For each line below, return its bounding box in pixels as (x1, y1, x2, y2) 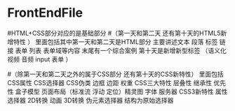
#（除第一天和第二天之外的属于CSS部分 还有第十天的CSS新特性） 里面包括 (7, 70, 224, 78)
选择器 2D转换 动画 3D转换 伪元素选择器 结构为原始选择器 (7, 96, 174, 104)
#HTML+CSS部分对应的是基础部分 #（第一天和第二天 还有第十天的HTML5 (7, 29, 221, 37)
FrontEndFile (7, 5, 83, 21)
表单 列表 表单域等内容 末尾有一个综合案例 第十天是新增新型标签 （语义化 (15, 46, 227, 54)
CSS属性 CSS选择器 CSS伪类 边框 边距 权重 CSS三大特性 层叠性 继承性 (7, 78, 213, 87)
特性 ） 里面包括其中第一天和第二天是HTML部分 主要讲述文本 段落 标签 (13, 37, 218, 46)
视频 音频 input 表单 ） (7, 54, 72, 64)
